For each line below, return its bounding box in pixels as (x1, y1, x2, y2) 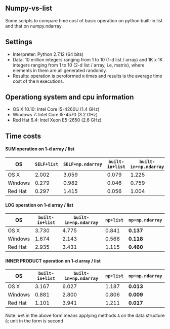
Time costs (5, 131, 41, 140)
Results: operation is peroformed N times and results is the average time (12, 73, 163, 79)
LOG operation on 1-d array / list (5, 202, 73, 208)
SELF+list (34, 161, 59, 167)
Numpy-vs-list (5, 4, 52, 13)
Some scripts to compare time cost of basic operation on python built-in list (5, 17, 163, 23)
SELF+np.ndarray (63, 161, 103, 167)
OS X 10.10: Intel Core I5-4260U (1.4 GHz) (12, 106, 100, 112)
